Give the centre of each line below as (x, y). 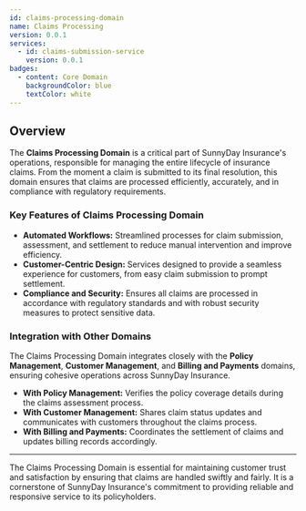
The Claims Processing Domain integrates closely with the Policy (132, 355)
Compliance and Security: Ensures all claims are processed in (140, 293)
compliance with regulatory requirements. (88, 191)
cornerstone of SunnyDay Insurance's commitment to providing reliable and (152, 486)
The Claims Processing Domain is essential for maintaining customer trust (148, 467)
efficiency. (42, 254)
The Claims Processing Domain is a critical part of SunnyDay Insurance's (148, 153)
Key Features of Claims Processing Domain (107, 215)
